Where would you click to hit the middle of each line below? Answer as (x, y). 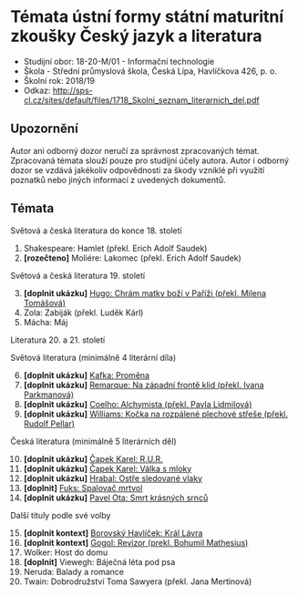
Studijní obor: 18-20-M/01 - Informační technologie (119, 61)
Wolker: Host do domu (66, 552)
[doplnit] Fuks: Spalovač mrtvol (83, 488)
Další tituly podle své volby (61, 515)
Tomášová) (45, 303)
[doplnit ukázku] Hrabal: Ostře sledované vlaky (113, 478)
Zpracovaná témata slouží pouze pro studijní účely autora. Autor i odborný (150, 160)
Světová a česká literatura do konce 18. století (96, 231)
